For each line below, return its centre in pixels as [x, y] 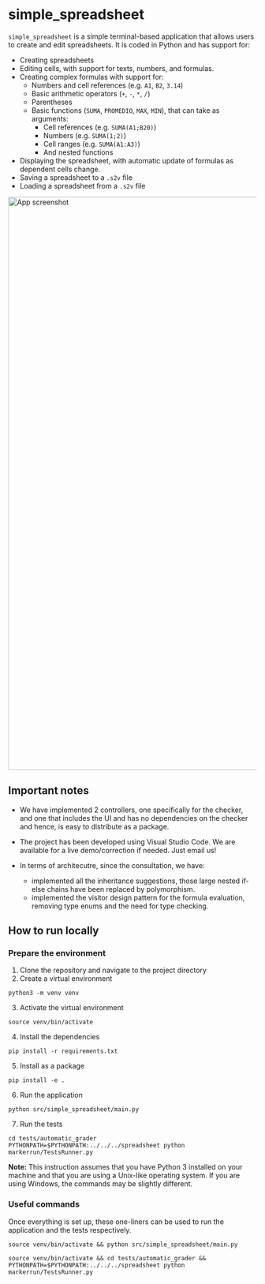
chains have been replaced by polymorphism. [121, 889]
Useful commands [44, 1204]
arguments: [50, 118]
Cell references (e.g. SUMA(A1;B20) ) [100, 127]
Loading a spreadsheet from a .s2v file [82, 185]
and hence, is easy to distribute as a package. [94, 826]
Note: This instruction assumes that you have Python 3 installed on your [125, 1167]
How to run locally [54, 931]
